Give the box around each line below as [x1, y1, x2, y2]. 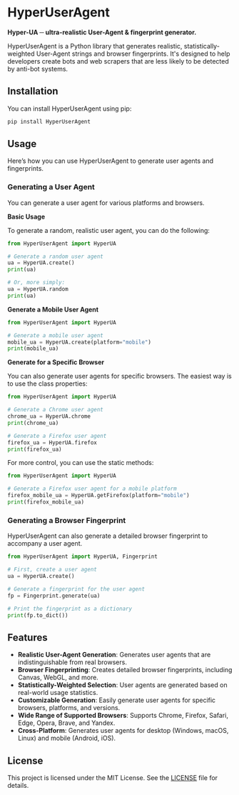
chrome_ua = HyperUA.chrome [7, 413, 91, 420]
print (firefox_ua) [7, 446, 62, 453]
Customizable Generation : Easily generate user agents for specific [17, 696, 216, 704]
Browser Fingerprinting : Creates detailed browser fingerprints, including [17, 666, 233, 674]
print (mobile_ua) [7, 345, 59, 352]
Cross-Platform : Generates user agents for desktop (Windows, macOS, [17, 726, 229, 735]
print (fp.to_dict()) [7, 611, 69, 619]
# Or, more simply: [7, 279, 66, 286]
